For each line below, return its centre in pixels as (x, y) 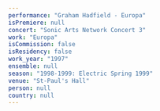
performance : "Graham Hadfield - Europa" (77, 15)
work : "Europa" (33, 37)
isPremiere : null (37, 23)
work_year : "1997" (38, 59)
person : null (30, 88)
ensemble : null (33, 66)
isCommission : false (42, 45)
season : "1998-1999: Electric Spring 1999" (81, 73)
